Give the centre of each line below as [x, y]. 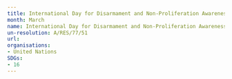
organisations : [29, 45]
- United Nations [32, 52]
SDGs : [15, 58]
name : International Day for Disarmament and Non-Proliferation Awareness [117, 26]
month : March [26, 20]
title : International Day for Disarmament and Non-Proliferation [103, 13]
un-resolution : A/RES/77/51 [48, 33]
